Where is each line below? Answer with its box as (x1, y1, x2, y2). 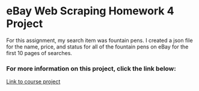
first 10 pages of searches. (6, 49, 72, 56)
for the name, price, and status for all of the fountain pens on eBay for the (6, 43, 189, 50)
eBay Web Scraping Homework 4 (6, 4, 174, 18)
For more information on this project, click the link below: (6, 64, 176, 72)
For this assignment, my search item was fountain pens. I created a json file (6, 37, 194, 44)
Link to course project (6, 78, 61, 85)
